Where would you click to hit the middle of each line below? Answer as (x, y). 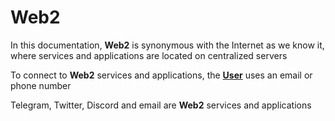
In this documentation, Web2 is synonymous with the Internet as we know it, (167, 45)
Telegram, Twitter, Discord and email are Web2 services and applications (161, 105)
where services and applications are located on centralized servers (149, 55)
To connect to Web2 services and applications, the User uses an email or (161, 75)
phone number (41, 85)
